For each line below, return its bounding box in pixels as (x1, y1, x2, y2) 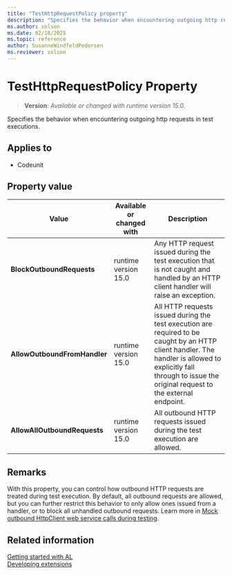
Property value (7, 181, 72, 192)
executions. (7, 122, 40, 130)
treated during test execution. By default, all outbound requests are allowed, (7, 492, 224, 500)
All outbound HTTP (154, 408, 216, 418)
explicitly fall (154, 363, 195, 372)
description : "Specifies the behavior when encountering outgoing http (7, 17, 217, 24)
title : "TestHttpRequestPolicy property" (7, 10, 128, 17)
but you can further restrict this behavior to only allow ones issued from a (7, 500, 216, 508)
